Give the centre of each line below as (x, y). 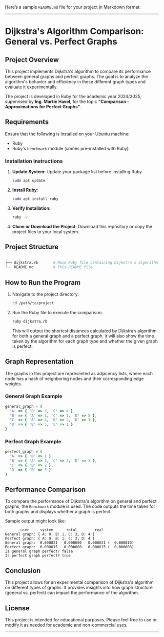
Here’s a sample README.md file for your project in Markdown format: (73, 7)
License (17, 608)
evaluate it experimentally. (31, 87)
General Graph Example (34, 396)
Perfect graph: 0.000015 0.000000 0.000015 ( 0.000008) (70, 547)
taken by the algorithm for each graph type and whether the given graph (85, 341)
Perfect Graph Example (33, 442)
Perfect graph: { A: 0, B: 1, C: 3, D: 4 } (50, 538)
